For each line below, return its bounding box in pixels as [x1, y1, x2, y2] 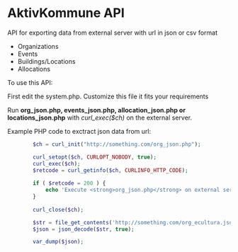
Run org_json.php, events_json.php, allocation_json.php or [7, 105, 186, 114]
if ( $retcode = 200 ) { [33, 180, 106, 187]
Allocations [17, 64, 51, 73]
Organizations [17, 42, 59, 50]
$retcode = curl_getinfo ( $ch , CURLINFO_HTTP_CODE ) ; [33, 166, 189, 174]
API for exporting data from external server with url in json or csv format [7, 28, 218, 37]
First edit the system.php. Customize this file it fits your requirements [7, 92, 209, 101]
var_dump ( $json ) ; [33, 239, 84, 246]
